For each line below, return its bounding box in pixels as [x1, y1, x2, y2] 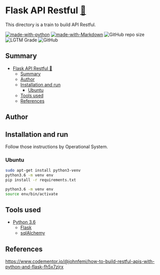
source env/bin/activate [5, 191, 58, 196]
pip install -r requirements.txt [5, 177, 76, 182]
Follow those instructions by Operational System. [5, 143, 108, 150]
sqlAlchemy [20, 230, 45, 236]
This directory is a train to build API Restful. [5, 21, 96, 28]
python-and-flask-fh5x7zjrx [5, 264, 64, 270]
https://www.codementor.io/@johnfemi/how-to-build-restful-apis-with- [5, 258, 155, 265]
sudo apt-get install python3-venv [5, 168, 81, 173]
